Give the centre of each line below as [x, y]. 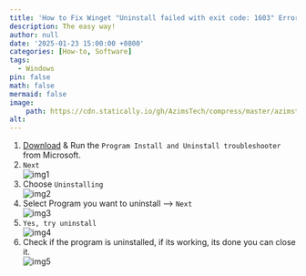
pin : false [30, 77]
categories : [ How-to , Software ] [71, 52]
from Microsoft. [52, 155]
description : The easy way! [63, 26]
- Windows [36, 69]
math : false [32, 86]
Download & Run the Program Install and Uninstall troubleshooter [152, 146]
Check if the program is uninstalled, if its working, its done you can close [159, 242]
